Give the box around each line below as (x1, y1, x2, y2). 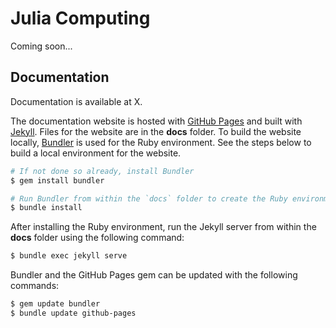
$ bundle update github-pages (10, 308, 137, 318)
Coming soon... (10, 40, 73, 52)
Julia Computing (10, 7, 151, 30)
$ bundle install (10, 203, 83, 213)
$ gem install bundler (10, 175, 105, 186)
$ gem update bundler (10, 299, 101, 309)
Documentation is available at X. (10, 95, 143, 107)
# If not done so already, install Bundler (10, 166, 195, 176)
